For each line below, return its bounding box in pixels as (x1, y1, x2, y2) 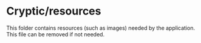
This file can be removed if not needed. (6, 30, 105, 38)
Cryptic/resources (6, 4, 101, 18)
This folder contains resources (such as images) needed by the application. (6, 24, 196, 31)
